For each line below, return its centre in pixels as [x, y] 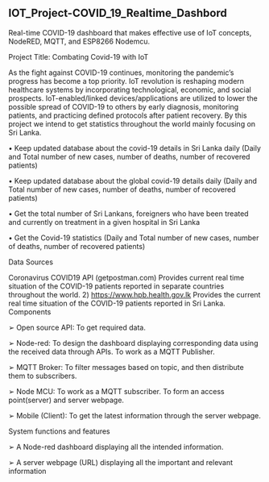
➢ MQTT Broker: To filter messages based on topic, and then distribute [126, 367]
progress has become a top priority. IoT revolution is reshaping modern [126, 81]
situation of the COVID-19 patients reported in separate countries [116, 286]
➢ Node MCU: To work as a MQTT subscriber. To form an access [116, 391]
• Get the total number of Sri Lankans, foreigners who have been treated [128, 214]
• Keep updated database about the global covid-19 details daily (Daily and [133, 181]
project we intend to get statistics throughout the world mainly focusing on [132, 123]
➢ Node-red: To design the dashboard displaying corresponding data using [133, 343]
